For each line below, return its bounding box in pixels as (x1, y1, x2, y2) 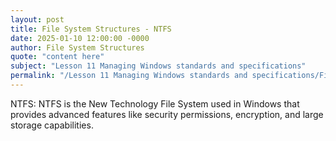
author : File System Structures (10, 42, 145, 53)
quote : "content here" (10, 52, 105, 62)
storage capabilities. (10, 119, 94, 131)
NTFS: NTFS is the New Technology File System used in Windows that (10, 97, 300, 110)
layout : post (10, 14, 65, 25)
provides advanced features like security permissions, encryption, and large (10, 108, 324, 120)
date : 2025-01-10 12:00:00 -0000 (10, 33, 150, 43)
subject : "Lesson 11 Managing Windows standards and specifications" (10, 61, 307, 71)
